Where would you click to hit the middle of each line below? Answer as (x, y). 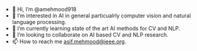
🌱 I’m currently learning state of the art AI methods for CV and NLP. (96, 28)
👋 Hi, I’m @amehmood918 (44, 9)
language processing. (39, 22)
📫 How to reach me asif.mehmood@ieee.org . (69, 41)
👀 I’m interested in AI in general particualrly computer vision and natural (101, 16)
